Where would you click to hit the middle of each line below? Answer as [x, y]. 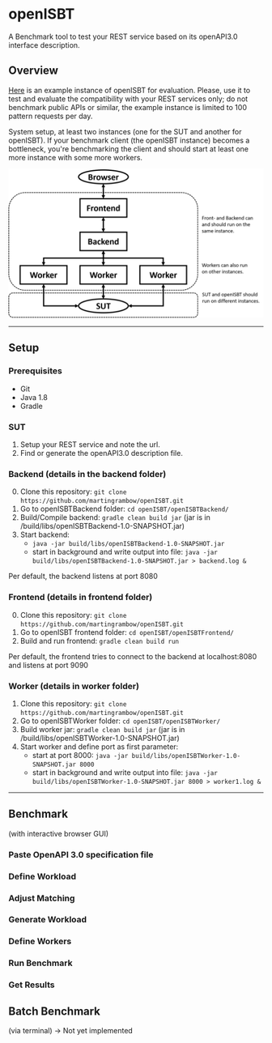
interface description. [44, 45]
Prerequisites [35, 371]
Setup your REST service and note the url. [90, 445]
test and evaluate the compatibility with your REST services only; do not [128, 99]
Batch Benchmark [55, 1011]
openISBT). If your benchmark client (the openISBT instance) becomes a [129, 140]
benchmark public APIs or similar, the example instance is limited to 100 [127, 107]
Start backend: [45, 534]
